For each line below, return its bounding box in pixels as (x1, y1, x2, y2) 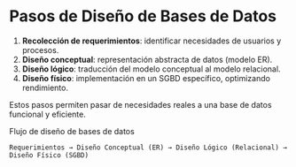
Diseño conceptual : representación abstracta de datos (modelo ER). (21, 54, 273, 65)
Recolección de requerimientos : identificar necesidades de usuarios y (21, 35, 282, 46)
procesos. (21, 44, 59, 55)
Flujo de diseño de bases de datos (9, 125, 135, 136)
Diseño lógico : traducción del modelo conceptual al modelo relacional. (21, 64, 281, 74)
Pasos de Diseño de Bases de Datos (9, 6, 277, 27)
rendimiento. (21, 82, 69, 93)
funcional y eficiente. (9, 109, 86, 119)
